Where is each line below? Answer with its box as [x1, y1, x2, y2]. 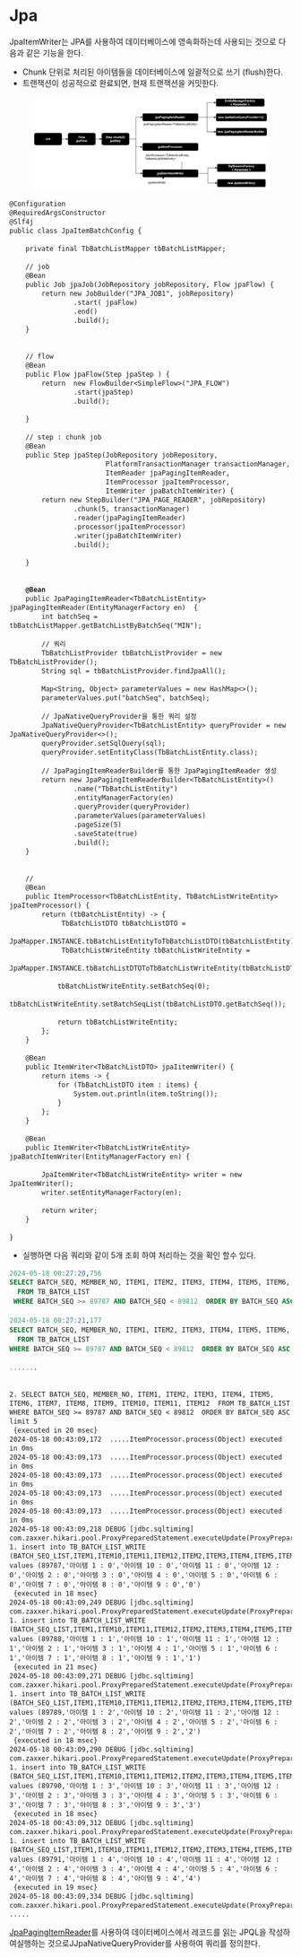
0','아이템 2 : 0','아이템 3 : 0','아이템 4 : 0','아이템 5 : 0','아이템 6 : [9, 1571, 279, 1580]
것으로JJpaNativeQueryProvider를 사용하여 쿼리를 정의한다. [47, 1938, 262, 1949]
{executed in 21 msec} [13, 1663, 99, 1672]
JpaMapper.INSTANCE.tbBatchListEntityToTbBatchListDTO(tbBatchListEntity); [9, 937, 298, 946]
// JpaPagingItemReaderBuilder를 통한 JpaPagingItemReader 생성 [41, 766, 278, 775]
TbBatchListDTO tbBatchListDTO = [61, 919, 186, 928]
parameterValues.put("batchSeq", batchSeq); [41, 693, 211, 703]
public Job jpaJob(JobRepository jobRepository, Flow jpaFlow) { [25, 280, 275, 289]
